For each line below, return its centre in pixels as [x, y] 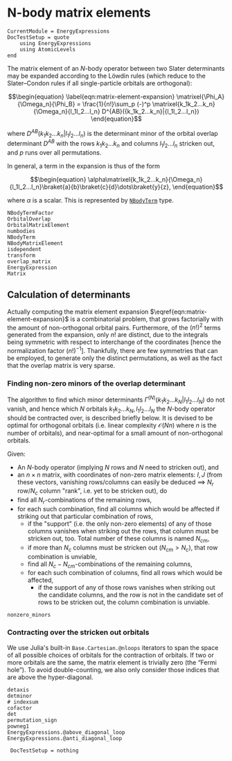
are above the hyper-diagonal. [50, 677]
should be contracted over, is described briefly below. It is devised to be [110, 418]
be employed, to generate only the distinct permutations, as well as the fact [115, 358]
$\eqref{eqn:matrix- [179, 311]
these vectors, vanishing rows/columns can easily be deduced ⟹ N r [115, 482]
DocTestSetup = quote [38, 37]
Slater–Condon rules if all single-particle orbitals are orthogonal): [100, 83]
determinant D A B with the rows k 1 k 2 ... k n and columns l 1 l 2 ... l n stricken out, [111, 144]
